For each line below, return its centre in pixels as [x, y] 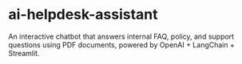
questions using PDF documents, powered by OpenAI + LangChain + [122, 44]
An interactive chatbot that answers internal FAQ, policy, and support [121, 36]
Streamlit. [24, 53]
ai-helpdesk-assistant [83, 15]
